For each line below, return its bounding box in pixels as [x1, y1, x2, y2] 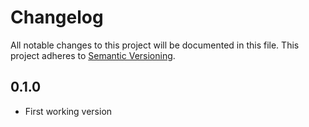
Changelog [10, 6, 104, 29]
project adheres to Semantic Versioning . [10, 49, 176, 61]
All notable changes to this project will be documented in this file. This [10, 39, 300, 51]
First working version [24, 105, 113, 117]
